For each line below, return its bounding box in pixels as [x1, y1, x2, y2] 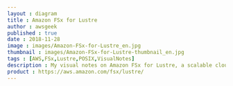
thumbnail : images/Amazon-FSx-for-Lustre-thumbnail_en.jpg [7, 49, 185, 56]
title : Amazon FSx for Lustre [7, 17, 98, 24]
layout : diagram [7, 10, 58, 17]
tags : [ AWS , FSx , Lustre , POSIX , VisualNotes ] [7, 55, 135, 62]
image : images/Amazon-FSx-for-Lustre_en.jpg [7, 42, 141, 49]
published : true [7, 29, 58, 37]
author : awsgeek [7, 23, 58, 30]
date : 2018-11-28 [7, 36, 60, 43]
